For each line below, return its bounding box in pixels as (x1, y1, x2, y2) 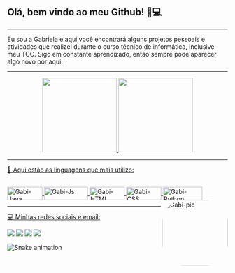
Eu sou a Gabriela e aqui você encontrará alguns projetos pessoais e (7, 35, 205, 43)
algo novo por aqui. (7, 57, 63, 66)
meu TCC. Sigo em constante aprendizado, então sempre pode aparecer (7, 50, 217, 58)
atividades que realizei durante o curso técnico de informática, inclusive (7, 42, 215, 51)
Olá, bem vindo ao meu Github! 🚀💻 (7, 6, 162, 18)
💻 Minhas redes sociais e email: (7, 212, 101, 221)
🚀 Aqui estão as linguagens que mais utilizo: (7, 165, 134, 174)
